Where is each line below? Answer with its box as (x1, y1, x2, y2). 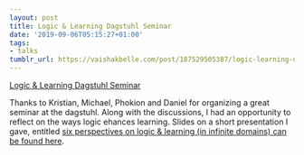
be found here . (9, 136, 65, 146)
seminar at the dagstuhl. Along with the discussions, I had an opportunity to (9, 107, 291, 117)
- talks (9, 47, 39, 56)
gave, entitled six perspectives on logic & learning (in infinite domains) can (9, 126, 287, 136)
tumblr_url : (9, 55, 54, 64)
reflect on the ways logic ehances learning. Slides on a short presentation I (9, 116, 289, 127)
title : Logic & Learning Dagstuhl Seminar (9, 22, 172, 31)
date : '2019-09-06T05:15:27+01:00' (9, 30, 144, 39)
